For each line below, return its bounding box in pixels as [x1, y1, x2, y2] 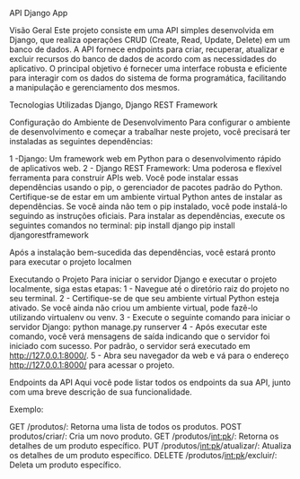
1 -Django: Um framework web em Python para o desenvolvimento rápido [9, 153, 281, 164]
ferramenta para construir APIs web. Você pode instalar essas [9, 172, 240, 183]
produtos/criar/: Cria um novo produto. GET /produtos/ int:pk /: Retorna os [9, 431, 279, 441]
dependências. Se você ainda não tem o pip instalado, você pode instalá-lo [9, 201, 288, 212]
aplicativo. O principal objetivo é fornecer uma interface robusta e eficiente [9, 63, 287, 74]
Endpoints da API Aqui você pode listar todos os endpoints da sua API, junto [9, 377, 291, 388]
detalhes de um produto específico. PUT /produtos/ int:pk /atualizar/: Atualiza [9, 440, 292, 451]
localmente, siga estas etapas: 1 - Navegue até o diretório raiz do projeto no [9, 283, 290, 294]
